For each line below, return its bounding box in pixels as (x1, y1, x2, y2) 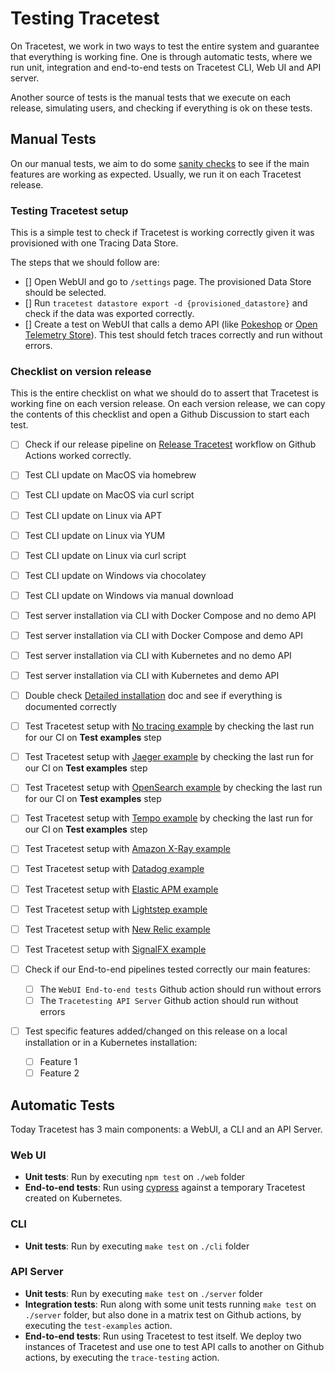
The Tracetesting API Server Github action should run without (39, 994, 299, 1006)
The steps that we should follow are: (10, 257, 160, 269)
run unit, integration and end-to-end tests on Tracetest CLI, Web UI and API (10, 61, 322, 73)
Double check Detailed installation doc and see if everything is (24, 690, 283, 702)
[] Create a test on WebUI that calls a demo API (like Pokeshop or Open (24, 318, 318, 331)
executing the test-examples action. (24, 1319, 173, 1331)
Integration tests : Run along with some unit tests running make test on (24, 1298, 317, 1310)
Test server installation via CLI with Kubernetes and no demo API (24, 649, 292, 661)
